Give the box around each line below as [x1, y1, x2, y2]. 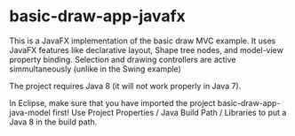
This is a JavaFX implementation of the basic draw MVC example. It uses [9, 35, 276, 46]
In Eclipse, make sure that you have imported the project [9, 97, 216, 108]
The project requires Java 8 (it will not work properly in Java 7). [9, 80, 242, 91]
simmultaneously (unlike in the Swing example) [9, 64, 182, 74]
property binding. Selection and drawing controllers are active [9, 54, 236, 64]
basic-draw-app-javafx [9, 6, 187, 26]
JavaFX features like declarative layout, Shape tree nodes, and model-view [9, 44, 284, 55]
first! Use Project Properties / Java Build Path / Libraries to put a [52, 107, 287, 117]
